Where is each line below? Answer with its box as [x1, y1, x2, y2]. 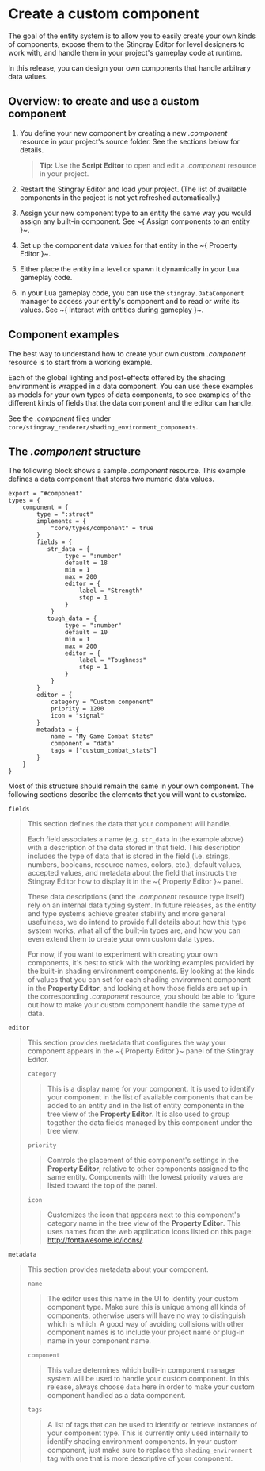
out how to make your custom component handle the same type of [27, 1000, 245, 1010]
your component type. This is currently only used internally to [47, 1428, 248, 1438]
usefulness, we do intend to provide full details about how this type [27, 918, 247, 927]
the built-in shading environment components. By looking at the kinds [27, 966, 255, 976]
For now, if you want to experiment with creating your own [27, 949, 218, 959]
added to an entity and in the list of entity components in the [47, 1101, 244, 1111]
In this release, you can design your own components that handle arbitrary [8, 63, 252, 72]
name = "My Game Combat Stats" [50, 733, 154, 741]
